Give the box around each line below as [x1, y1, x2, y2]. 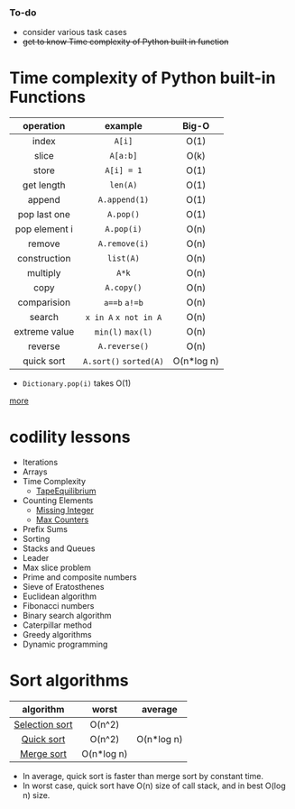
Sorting [22, 534, 51, 545]
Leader [22, 553, 50, 564]
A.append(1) [97, 195, 150, 205]
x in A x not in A [85, 313, 162, 323]
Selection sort [14, 719, 73, 731]
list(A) [106, 253, 140, 263]
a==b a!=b [103, 298, 144, 308]
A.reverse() [97, 341, 150, 352]
